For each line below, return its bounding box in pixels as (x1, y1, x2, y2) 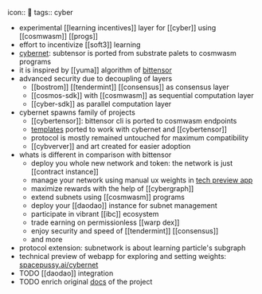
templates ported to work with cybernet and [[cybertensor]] (30, 124, 228, 134)
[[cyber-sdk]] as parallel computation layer (30, 100, 172, 108)
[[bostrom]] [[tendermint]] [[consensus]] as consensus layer (30, 82, 230, 92)
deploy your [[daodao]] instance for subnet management (30, 201, 218, 210)
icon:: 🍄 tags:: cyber (7, 8, 73, 17)
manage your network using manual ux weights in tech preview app (30, 175, 253, 185)
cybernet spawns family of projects (18, 108, 136, 117)
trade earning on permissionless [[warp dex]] (30, 218, 180, 227)
